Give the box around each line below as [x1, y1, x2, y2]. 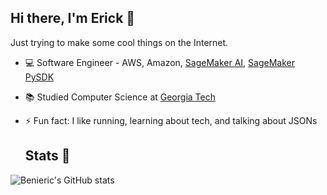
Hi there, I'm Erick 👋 [10, 10, 136, 27]
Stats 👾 [24, 147, 71, 165]
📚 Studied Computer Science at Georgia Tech [24, 91, 216, 103]
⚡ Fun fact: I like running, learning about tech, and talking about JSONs [24, 114, 318, 126]
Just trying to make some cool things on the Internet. [10, 36, 229, 48]
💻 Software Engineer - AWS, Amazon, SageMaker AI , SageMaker [24, 56, 295, 68]
